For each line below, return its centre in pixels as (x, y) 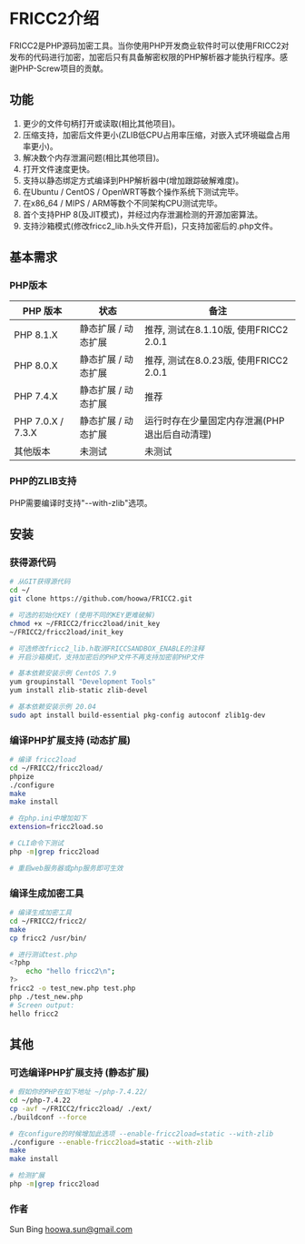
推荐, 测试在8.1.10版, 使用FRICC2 (216, 330)
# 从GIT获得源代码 (40, 582)
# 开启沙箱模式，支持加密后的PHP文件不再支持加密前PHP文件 (107, 657)
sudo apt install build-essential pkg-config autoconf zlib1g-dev (138, 715)
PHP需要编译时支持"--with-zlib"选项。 (81, 502)
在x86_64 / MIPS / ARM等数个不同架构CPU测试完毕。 (122, 203)
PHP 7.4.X (36, 397)
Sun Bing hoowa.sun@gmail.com (71, 1229)
